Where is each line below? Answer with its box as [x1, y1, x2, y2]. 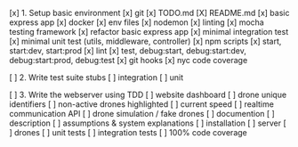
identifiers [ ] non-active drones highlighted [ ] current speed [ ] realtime [9, 99, 274, 110]
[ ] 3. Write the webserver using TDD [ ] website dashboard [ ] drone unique [9, 89, 287, 100]
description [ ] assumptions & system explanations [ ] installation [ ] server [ [9, 118, 286, 128]
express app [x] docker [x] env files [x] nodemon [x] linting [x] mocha [9, 17, 264, 28]
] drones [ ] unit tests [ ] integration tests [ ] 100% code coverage [9, 127, 247, 137]
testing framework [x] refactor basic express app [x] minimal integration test [9, 27, 289, 37]
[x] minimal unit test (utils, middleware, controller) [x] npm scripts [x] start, [9, 36, 282, 46]
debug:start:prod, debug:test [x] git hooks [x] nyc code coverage [9, 55, 248, 65]
